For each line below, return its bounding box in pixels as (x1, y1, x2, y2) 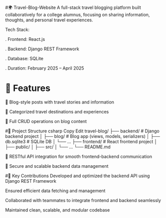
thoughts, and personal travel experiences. (5, 17, 93, 23)
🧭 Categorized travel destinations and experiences (5, 109, 109, 114)
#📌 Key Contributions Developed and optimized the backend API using (5, 173, 150, 179)
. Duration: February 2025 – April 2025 (5, 65, 84, 71)
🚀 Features (5, 83, 51, 94)
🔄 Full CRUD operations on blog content (5, 118, 87, 124)
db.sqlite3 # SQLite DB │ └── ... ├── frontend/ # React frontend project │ (5, 138, 158, 144)
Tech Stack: (5, 27, 30, 32)
